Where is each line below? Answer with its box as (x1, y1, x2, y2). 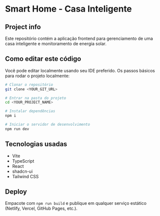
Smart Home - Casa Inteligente (5, 3, 132, 15)
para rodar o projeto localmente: (5, 73, 70, 79)
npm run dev (5, 126, 29, 132)
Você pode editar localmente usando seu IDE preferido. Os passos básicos (5, 67, 155, 73)
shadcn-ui (12, 168, 33, 174)
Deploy (5, 188, 27, 196)
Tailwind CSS (12, 173, 39, 179)
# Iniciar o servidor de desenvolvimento (5, 122, 90, 127)
